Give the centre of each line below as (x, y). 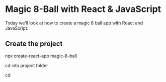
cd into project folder (27, 65)
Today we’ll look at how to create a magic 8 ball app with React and (74, 23)
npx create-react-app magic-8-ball (41, 56)
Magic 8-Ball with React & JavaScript (83, 9)
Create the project (34, 44)
